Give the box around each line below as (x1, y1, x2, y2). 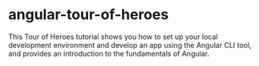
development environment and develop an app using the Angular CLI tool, (8, 40, 252, 49)
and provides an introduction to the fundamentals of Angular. (8, 49, 210, 58)
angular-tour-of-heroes (8, 6, 169, 24)
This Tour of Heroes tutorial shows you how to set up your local (8, 32, 218, 41)
